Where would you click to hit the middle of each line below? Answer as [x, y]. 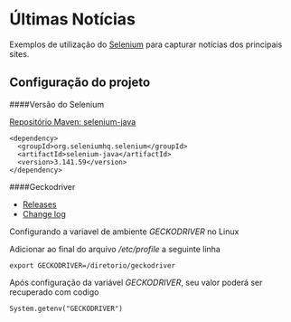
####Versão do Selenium [57, 104]
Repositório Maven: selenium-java [73, 121]
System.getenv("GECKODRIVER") [66, 308]
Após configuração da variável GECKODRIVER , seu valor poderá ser [136, 282]
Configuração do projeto [80, 83]
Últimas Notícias [72, 19]
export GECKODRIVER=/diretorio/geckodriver [93, 265]
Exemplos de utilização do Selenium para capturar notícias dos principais [146, 44]
